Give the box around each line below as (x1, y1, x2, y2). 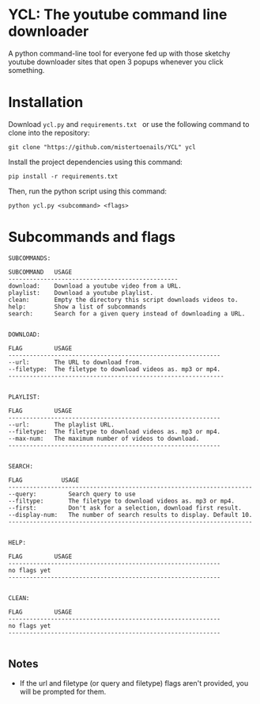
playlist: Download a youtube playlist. (8, 289, 154, 297)
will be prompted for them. (19, 687, 107, 696)
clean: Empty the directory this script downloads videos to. (8, 296, 239, 304)
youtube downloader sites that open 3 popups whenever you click (8, 57, 224, 67)
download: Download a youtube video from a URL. (8, 281, 182, 290)
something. (8, 65, 45, 75)
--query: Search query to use (8, 490, 136, 498)
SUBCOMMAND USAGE (8, 268, 73, 276)
